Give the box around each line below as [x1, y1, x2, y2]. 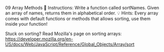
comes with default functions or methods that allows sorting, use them [5, 15, 151, 21]
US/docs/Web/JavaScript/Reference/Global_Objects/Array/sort [5, 41, 135, 47]
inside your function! [5, 21, 47, 27]
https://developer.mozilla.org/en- [5, 36, 73, 42]
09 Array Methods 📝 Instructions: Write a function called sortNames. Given [5, 5, 159, 10]
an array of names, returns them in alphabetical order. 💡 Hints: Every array [5, 10, 158, 16]
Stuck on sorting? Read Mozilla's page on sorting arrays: [5, 30, 122, 36]
